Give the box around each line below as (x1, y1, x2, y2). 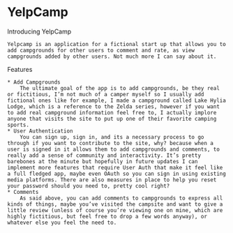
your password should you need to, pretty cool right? (7, 182, 170, 189)
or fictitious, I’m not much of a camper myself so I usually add (7, 91, 204, 98)
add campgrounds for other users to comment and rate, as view (7, 47, 195, 54)
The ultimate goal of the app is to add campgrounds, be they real (20, 84, 220, 91)
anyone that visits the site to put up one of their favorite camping (7, 115, 217, 122)
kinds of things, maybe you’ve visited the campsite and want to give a (7, 200, 223, 208)
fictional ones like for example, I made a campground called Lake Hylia (7, 97, 227, 104)
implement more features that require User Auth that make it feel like (7, 164, 223, 171)
